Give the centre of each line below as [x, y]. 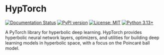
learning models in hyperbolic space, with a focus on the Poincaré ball [77, 42]
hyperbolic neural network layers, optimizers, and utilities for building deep [82, 37]
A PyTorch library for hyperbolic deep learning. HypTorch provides [73, 32]
